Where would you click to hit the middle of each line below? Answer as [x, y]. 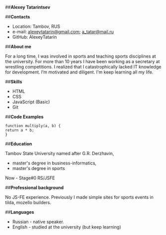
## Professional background [34, 188]
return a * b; [20, 130]
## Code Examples [24, 117]
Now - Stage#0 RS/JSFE [30, 178]
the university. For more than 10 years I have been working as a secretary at [83, 61]
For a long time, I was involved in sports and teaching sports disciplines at [81, 56]
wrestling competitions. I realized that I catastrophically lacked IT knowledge [83, 67]
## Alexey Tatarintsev [28, 7]
